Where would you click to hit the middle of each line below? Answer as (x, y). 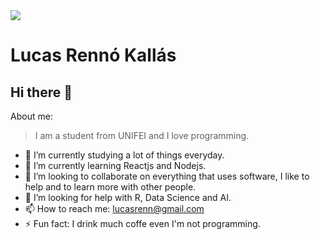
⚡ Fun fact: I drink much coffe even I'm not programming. (142, 223)
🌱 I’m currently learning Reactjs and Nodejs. (115, 165)
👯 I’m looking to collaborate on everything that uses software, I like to (167, 176)
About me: (31, 116)
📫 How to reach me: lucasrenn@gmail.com (114, 208)
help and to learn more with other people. (110, 187)
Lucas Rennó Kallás (93, 55)
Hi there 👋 (41, 92)
